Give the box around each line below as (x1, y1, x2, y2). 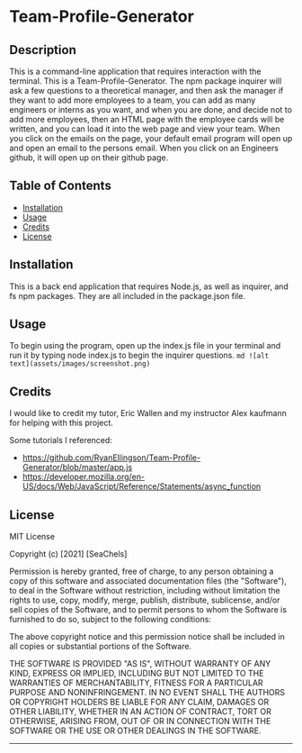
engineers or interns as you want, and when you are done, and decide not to (9, 104, 292, 114)
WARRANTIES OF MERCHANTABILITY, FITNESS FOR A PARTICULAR (9, 677, 263, 688)
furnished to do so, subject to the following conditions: (9, 614, 211, 625)
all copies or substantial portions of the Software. (9, 641, 191, 652)
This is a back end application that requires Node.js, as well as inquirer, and (9, 281, 289, 292)
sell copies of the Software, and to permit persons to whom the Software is (9, 604, 288, 615)
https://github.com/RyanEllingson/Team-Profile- (22, 452, 200, 463)
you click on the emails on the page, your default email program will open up (9, 133, 293, 143)
